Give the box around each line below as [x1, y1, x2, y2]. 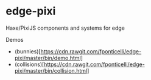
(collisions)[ [14, 61, 44, 68]
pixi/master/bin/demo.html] [14, 54, 83, 61]
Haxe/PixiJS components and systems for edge [5, 24, 125, 32]
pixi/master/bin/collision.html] [14, 67, 90, 74]
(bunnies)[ [14, 47, 41, 55]
